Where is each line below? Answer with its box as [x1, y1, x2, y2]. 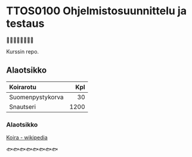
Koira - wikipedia [6, 134, 48, 141]
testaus [6, 17, 45, 30]
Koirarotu [9, 83, 37, 91]
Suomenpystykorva [9, 93, 64, 101]
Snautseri [9, 102, 36, 111]
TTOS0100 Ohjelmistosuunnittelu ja [6, 4, 187, 18]
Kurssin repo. [6, 48, 39, 55]
